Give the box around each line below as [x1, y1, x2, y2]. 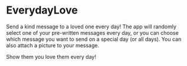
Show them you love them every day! [6, 53, 96, 60]
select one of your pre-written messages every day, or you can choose [6, 29, 179, 36]
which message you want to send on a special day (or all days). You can [6, 35, 182, 42]
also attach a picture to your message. [6, 42, 99, 49]
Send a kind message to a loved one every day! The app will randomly [6, 23, 177, 30]
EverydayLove [6, 4, 78, 17]
